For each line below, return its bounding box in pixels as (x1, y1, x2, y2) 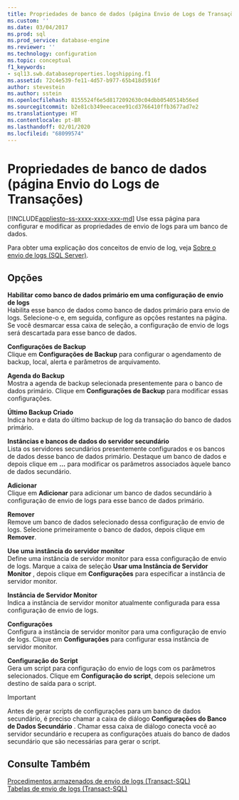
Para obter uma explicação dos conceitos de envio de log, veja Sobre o (7, 243, 216, 252)
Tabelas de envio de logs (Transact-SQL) (7, 784, 128, 793)
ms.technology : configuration (7, 51, 97, 58)
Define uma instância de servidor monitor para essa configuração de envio (7, 555, 227, 563)
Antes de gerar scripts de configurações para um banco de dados (7, 707, 201, 716)
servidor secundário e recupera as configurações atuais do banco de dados (7, 729, 230, 739)
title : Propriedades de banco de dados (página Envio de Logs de (7, 10, 205, 18)
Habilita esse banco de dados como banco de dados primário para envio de (7, 306, 230, 315)
